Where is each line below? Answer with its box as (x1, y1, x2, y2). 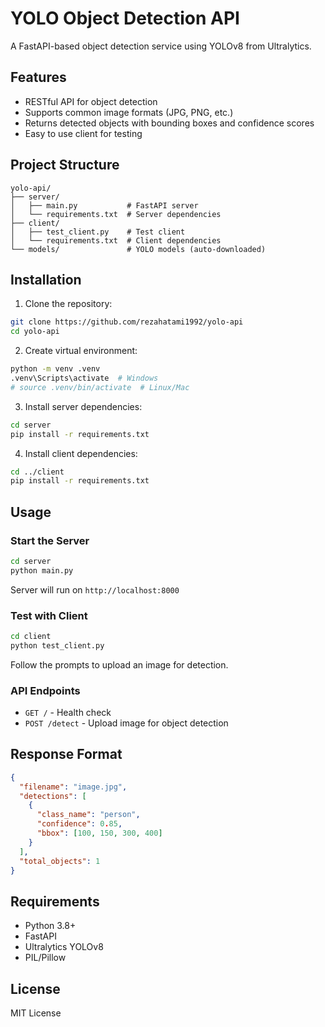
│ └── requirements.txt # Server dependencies (10, 209, 222, 219)
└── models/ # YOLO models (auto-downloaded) (10, 244, 267, 254)
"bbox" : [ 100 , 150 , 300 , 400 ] (36, 828, 163, 839)
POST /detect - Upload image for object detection (24, 717, 229, 729)
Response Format (10, 746, 123, 763)
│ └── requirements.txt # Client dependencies (10, 235, 222, 246)
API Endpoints (10, 683, 81, 697)
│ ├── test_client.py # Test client (10, 227, 186, 237)
